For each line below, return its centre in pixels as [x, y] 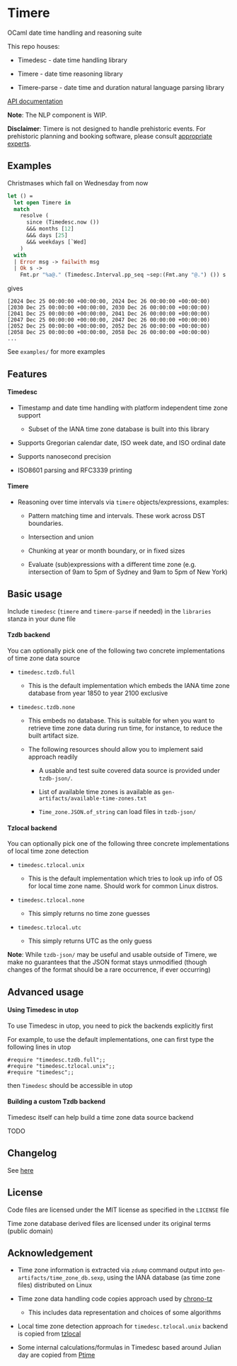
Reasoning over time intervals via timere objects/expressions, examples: [123, 502]
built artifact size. [53, 735]
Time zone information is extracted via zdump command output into [114, 1270]
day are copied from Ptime [56, 1355]
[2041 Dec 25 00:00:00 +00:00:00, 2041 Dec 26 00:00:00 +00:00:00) [109, 314]
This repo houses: [34, 46]
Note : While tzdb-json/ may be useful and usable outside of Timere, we [112, 955]
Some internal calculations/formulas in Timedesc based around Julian [119, 1348]
